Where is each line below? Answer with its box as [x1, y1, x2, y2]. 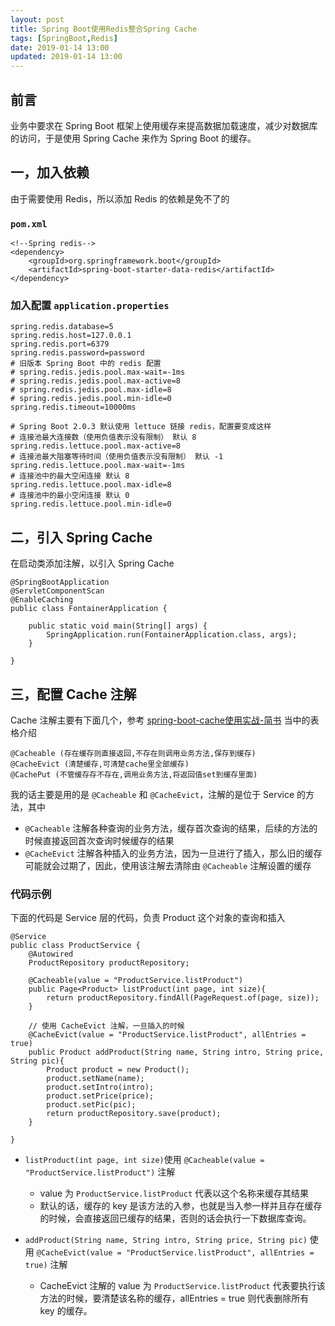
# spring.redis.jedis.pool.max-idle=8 [10, 385, 172, 395]
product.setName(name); [46, 1074, 145, 1084]
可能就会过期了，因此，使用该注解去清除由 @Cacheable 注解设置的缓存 [24, 859, 312, 871]
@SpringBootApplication [10, 577, 110, 588]
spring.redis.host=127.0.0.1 [10, 331, 132, 341]
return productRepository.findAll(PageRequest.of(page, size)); [46, 993, 320, 1003]
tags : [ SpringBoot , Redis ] [10, 33, 118, 43]
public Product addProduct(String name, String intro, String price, [28, 1047, 325, 1058]
